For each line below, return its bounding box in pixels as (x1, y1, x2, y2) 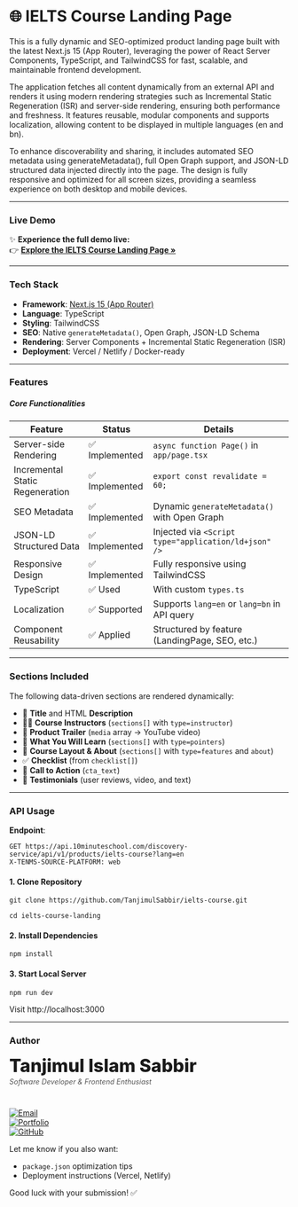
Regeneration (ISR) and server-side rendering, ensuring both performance (9, 100, 281, 111)
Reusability (13, 634, 60, 647)
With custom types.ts (153, 584, 245, 596)
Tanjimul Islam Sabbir (9, 1054, 197, 1077)
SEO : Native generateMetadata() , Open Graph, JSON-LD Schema (21, 326, 260, 338)
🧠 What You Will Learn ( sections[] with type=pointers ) (21, 736, 225, 747)
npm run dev (9, 988, 53, 997)
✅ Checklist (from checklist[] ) (21, 755, 138, 765)
